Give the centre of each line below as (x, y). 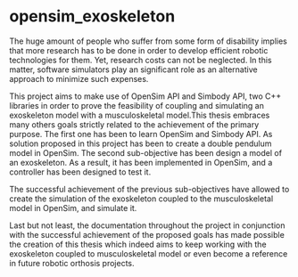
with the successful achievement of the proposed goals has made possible (147, 234)
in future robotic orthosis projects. (72, 263)
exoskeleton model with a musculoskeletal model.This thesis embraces (140, 115)
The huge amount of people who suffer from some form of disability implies (148, 41)
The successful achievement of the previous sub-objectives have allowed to (149, 189)
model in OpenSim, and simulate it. (73, 208)
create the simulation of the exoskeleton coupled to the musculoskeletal (141, 199)
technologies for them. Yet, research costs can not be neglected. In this (141, 60)
